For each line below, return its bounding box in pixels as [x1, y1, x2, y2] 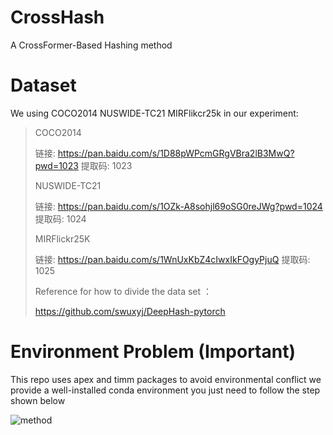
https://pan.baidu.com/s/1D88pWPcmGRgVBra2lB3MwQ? [57, 147, 295, 159]
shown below [10, 394, 66, 406]
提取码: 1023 [80, 159, 133, 171]
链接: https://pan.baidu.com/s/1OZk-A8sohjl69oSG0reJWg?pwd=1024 [34, 200, 323, 212]
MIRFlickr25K [34, 232, 91, 245]
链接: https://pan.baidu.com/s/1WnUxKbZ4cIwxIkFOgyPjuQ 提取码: [34, 253, 311, 265]
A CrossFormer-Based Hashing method [10, 39, 173, 51]
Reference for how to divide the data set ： [34, 285, 213, 297]
